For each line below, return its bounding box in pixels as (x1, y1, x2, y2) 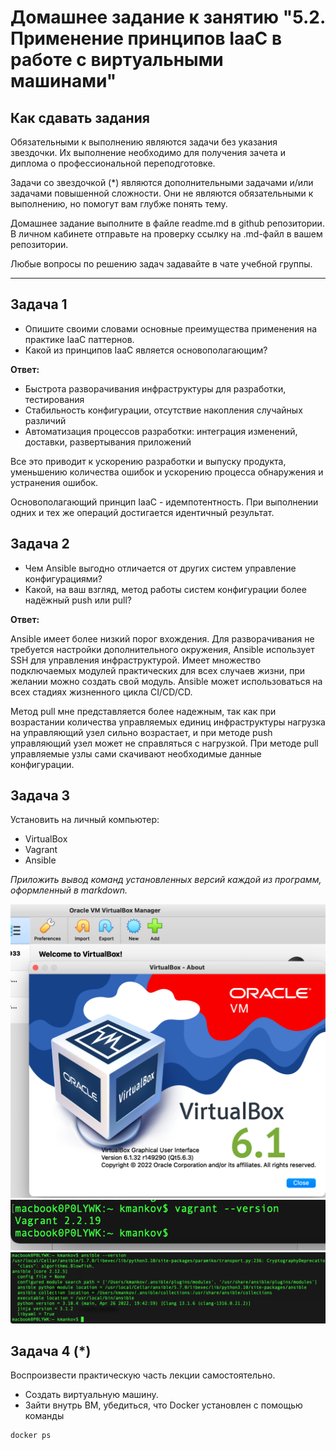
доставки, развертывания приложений (24, 436, 192, 448)
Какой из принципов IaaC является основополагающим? (24, 344, 268, 356)
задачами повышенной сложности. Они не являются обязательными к (10, 187, 314, 199)
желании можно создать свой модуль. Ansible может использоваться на (10, 675, 323, 687)
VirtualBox (24, 833, 68, 845)
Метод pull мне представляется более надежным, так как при (10, 705, 277, 717)
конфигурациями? (24, 572, 103, 585)
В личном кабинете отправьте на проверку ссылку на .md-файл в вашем (10, 228, 323, 240)
